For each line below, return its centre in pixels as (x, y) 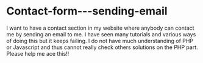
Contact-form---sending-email (87, 11)
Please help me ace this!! (38, 53)
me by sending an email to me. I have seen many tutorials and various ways (101, 34)
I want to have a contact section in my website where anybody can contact (100, 28)
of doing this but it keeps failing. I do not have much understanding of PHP (100, 41)
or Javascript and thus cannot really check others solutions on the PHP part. (102, 47)
